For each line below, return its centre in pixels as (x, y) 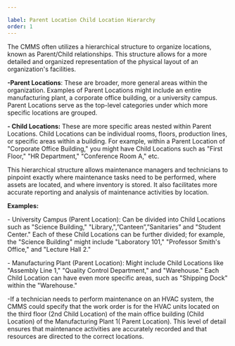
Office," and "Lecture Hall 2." (49, 249)
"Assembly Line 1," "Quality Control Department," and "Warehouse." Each (113, 270)
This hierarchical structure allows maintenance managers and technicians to (118, 169)
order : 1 (20, 26)
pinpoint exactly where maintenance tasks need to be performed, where (112, 177)
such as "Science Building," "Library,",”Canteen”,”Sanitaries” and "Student (114, 226)
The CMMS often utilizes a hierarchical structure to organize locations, (109, 46)
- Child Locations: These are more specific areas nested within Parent (109, 126)
